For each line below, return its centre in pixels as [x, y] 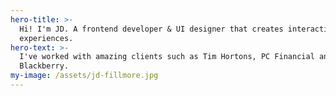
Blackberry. [44, 66]
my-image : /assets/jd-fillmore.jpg [84, 76]
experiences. [46, 38]
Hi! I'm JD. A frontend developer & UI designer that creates [151, 29]
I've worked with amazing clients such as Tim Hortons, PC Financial [167, 57]
